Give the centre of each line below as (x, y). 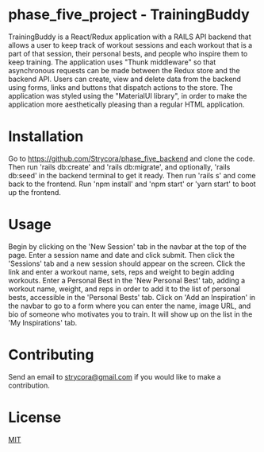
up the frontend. (35, 192)
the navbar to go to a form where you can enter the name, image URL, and (130, 306)
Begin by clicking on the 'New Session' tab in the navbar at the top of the (128, 246)
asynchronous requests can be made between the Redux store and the (124, 70)
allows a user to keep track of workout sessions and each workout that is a (130, 45)
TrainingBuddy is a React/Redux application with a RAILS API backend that (130, 37)
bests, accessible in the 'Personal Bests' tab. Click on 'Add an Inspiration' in (132, 297)
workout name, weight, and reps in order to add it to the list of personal (124, 289)
